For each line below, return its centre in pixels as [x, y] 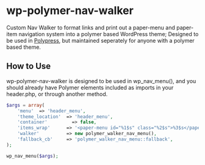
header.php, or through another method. [57, 94]
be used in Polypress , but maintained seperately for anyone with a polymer [101, 40]
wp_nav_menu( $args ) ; [33, 156]
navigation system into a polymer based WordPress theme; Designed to [109, 34]
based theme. [24, 47]
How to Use [29, 66]
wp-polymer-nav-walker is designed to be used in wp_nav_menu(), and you [101, 81]
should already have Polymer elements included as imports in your [90, 87]
